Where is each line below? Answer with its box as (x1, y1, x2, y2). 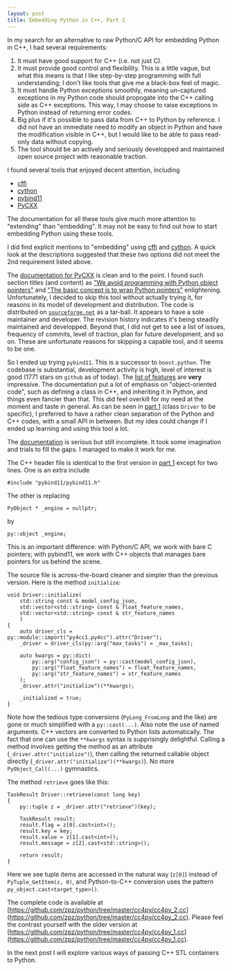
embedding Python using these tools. (7, 229, 114, 238)
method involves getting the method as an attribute (7, 742, 153, 751)
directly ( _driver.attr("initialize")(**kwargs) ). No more (7, 757, 175, 765)
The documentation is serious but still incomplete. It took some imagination (7, 437, 222, 446)
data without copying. (30, 137, 93, 146)
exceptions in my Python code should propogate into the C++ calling (17, 93, 213, 101)
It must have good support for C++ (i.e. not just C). (17, 56, 163, 64)
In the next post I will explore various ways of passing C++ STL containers (7, 948, 220, 956)
